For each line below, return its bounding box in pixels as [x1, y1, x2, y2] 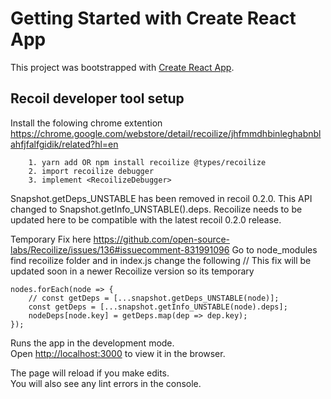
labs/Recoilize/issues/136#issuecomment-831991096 [10, 243, 230, 256]
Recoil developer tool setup [10, 90, 185, 107]
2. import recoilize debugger [28, 166, 155, 176]
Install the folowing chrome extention [10, 117, 163, 129]
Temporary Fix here [10, 233, 92, 245]
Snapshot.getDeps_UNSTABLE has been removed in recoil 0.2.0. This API [10, 192, 313, 204]
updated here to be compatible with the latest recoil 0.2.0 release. [10, 213, 282, 226]
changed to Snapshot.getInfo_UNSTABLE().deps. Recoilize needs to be [10, 203, 303, 215]
